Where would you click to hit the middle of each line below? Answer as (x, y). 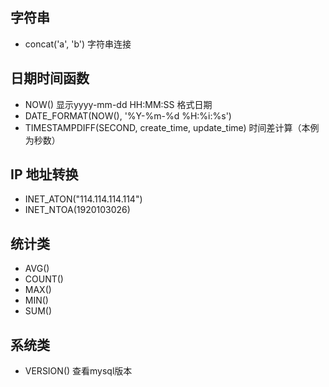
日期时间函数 (50, 78)
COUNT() (44, 279)
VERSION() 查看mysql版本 (78, 371)
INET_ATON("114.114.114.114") (83, 199)
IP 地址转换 (44, 174)
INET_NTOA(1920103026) (77, 210)
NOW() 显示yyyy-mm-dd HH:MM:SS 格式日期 (118, 104)
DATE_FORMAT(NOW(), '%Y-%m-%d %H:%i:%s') (128, 115)
